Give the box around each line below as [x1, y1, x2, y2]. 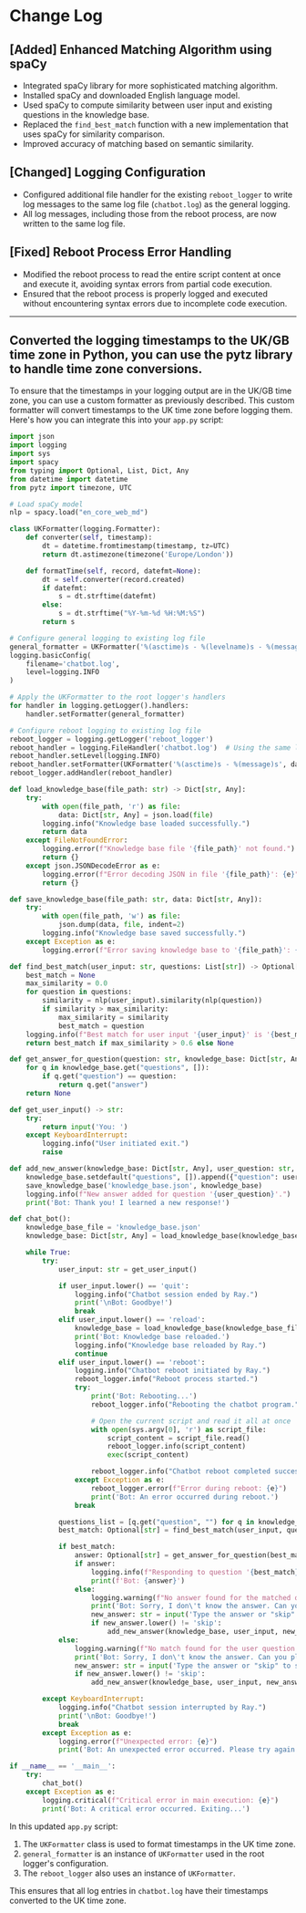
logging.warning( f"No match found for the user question [74, 1644, 296, 1653]
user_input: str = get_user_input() [57, 1264, 198, 1274]
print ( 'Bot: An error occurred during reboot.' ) [90, 1492, 280, 1502]
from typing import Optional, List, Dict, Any [9, 466, 189, 475]
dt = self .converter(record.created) [42, 575, 185, 584]
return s [42, 618, 76, 627]
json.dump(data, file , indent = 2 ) [57, 920, 185, 930]
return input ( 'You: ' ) [42, 1122, 128, 1131]
